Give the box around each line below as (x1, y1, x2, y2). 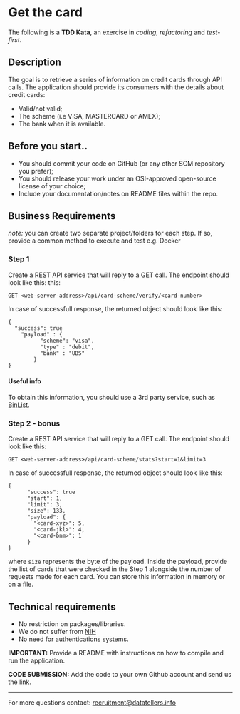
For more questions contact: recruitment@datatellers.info (8, 698, 177, 707)
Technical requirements (8, 600, 116, 613)
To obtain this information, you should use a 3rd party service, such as (8, 393, 216, 401)
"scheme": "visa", (39, 337, 95, 344)
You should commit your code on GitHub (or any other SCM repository (18, 159, 225, 168)
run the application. (8, 656, 66, 665)
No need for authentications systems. (18, 635, 129, 643)
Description (8, 56, 61, 69)
